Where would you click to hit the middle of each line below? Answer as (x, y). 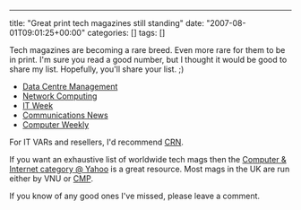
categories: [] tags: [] (126, 33)
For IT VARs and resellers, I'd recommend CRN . (96, 142)
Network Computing (60, 96)
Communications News (65, 115)
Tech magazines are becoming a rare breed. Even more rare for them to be (147, 50)
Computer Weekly (56, 125)
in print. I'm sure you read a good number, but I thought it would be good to (148, 60)
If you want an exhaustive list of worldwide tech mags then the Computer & (148, 159)
